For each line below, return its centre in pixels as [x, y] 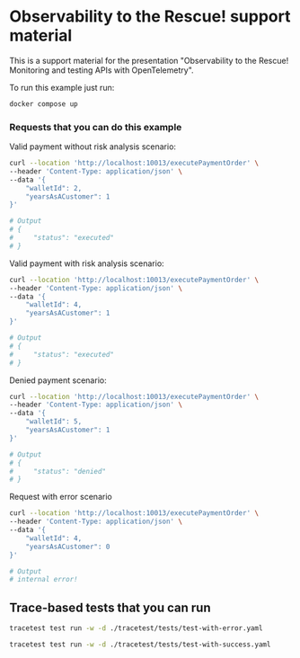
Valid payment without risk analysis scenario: [93, 147]
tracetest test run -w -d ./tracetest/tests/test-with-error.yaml [136, 628]
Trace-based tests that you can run [110, 607]
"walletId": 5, [54, 422]
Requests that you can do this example [96, 127]
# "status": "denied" [57, 471]
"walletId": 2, [54, 188]
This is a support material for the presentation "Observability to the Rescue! [149, 60]
